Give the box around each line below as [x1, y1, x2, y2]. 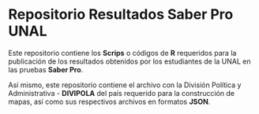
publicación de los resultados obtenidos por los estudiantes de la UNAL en [8, 57, 251, 66]
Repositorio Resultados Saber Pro [8, 6, 234, 24]
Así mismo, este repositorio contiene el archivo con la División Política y [8, 80, 242, 90]
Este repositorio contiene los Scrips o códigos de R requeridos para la [8, 48, 237, 57]
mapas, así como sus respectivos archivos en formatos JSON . [8, 97, 211, 106]
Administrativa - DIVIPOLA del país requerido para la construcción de [8, 88, 235, 97]
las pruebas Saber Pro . [8, 64, 84, 74]
